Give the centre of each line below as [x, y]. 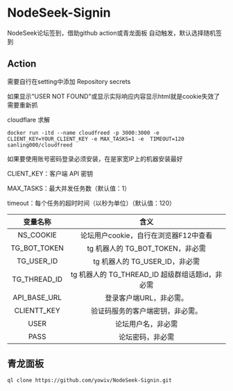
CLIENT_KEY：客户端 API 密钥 [50, 173]
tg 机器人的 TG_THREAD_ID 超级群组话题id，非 [146, 274]
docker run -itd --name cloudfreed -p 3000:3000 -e [83, 133]
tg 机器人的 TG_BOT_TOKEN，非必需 [146, 248]
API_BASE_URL [37, 297]
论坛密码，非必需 [147, 337]
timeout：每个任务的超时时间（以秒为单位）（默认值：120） [91, 203]
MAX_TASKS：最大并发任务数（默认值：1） [69, 188]
